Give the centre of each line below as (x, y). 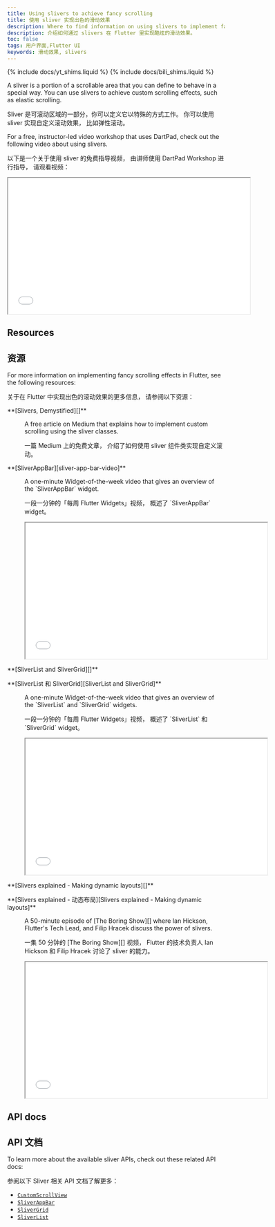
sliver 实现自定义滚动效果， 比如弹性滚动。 (68, 122)
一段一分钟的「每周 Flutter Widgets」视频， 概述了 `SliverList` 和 (116, 719)
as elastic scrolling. (35, 100)
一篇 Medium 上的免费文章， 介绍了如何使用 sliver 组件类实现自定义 (121, 446)
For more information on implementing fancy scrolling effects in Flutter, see (114, 375)
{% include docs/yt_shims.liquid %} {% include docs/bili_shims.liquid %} (111, 72)
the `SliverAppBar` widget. (62, 489)
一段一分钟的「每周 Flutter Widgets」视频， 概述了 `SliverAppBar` (117, 503)
